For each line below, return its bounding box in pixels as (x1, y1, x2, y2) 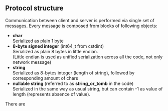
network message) (12, 59, 52, 65)
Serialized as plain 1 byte (12, 38, 64, 44)
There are (5, 100, 26, 107)
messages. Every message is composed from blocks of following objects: (5, 23, 157, 29)
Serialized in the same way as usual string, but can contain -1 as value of (12, 85, 163, 92)
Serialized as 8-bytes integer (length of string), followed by (12, 70, 135, 76)
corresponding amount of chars (12, 75, 79, 81)
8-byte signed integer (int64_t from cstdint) (12, 43, 104, 49)
